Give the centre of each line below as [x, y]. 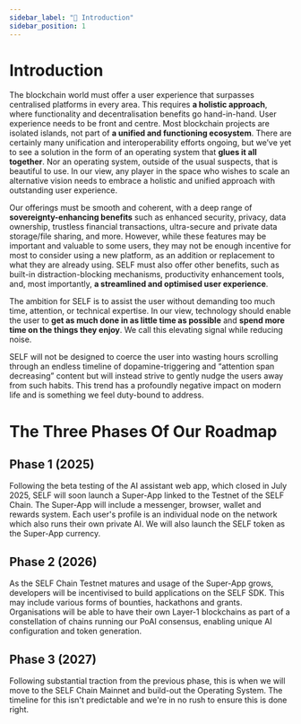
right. [19, 710]
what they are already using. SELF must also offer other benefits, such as [144, 265]
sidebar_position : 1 [48, 26]
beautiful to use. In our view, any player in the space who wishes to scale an [150, 171]
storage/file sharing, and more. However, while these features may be [138, 236]
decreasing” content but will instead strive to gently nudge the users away [146, 376]
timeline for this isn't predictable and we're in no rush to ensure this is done [148, 700]
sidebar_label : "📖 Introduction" [72, 17]
